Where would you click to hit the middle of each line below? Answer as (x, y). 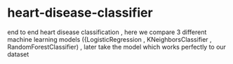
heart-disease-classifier (80, 13)
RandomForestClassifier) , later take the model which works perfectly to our (117, 47)
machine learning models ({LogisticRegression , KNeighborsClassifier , (109, 39)
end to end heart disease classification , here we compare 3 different (107, 32)
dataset (18, 54)
